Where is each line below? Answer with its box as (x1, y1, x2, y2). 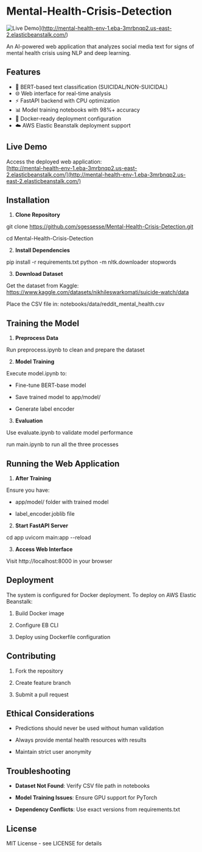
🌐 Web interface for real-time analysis (15, 90, 111, 97)
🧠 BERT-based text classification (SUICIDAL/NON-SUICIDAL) (15, 83, 169, 90)
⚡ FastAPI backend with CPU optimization (15, 96, 120, 104)
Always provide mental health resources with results (15, 737, 147, 744)
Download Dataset (15, 270, 63, 278)
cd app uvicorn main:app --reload (6, 534, 91, 541)
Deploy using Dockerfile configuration (15, 633, 111, 640)
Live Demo (6, 142, 47, 152)
